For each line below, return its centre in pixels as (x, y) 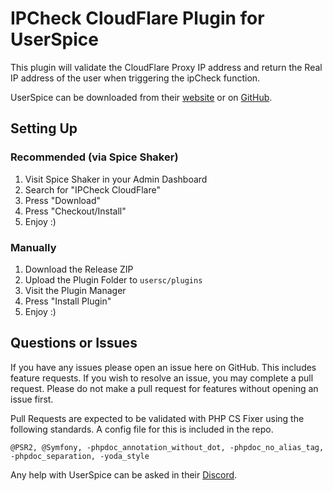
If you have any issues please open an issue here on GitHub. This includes (163, 367)
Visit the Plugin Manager (75, 290)
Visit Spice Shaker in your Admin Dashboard (116, 179)
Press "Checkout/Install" (75, 211)
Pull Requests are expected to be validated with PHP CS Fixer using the (157, 418)
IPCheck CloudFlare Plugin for (137, 18)
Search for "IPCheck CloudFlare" (92, 189)
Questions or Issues (74, 343)
